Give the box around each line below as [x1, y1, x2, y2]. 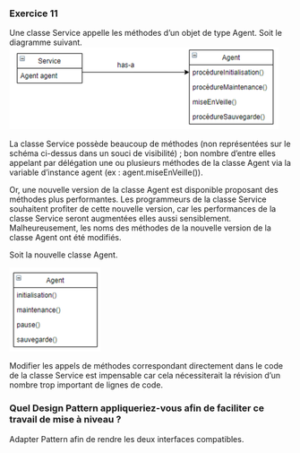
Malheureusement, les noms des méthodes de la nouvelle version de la [9, 222, 271, 233]
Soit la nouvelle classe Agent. [9, 249, 118, 260]
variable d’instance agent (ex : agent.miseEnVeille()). [9, 167, 203, 178]
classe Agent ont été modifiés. [9, 232, 122, 243]
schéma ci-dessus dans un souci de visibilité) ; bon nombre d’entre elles [9, 148, 276, 159]
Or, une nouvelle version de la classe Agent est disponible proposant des [9, 185, 279, 196]
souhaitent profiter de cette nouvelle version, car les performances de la [9, 204, 277, 214]
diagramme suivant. [9, 37, 82, 48]
